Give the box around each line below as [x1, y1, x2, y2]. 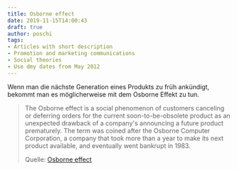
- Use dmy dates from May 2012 [7, 63, 100, 70]
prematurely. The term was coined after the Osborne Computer [24, 126, 211, 135]
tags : [7, 37, 23, 44]
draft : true [7, 23, 43, 30]
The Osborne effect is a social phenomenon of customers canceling [24, 103, 225, 112]
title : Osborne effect [7, 10, 75, 18]
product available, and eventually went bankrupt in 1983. [24, 141, 191, 149]
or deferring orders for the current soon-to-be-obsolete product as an [24, 111, 231, 120]
